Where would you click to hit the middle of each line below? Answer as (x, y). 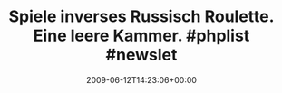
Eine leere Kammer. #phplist (141, 36)
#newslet (141, 55)
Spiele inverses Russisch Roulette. (141, 17)
